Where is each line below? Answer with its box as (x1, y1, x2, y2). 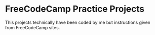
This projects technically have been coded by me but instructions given (5, 19, 151, 25)
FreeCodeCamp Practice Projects (5, 3, 145, 15)
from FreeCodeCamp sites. (5, 24, 60, 30)
